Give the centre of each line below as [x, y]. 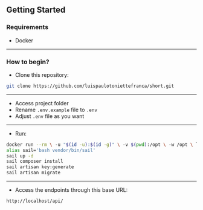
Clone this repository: [42, 74]
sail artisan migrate [34, 173]
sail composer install [35, 162]
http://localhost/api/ [35, 201]
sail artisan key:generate [40, 167]
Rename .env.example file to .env [56, 110]
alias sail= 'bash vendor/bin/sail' [51, 150]
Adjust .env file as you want [50, 116]
